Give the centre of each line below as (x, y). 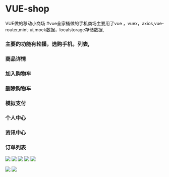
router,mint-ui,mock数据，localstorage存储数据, (55, 29)
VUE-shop (27, 9)
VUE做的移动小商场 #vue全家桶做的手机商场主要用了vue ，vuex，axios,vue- (84, 23)
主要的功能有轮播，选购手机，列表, (47, 44)
